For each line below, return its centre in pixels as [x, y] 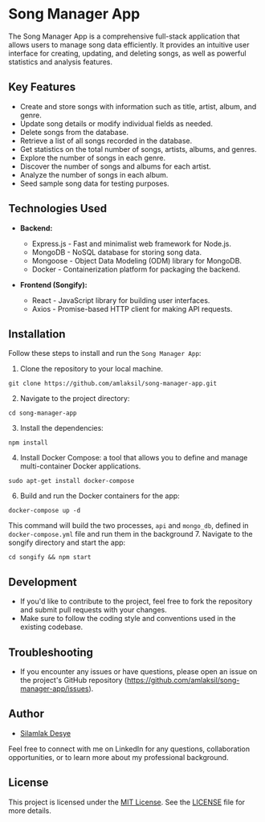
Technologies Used [57, 209]
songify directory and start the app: [67, 542]
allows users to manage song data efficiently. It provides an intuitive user [129, 44]
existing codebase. [51, 627]
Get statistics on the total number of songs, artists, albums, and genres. [138, 149]
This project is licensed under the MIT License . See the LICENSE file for [127, 802]
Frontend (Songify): [53, 284]
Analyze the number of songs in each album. [94, 174]
